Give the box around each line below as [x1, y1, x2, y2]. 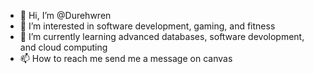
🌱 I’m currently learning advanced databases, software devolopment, [19, 31, 305, 42]
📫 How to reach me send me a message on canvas [19, 53, 233, 64]
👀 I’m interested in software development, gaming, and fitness [19, 20, 276, 32]
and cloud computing [19, 41, 108, 53]
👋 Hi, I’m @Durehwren [19, 10, 112, 21]
